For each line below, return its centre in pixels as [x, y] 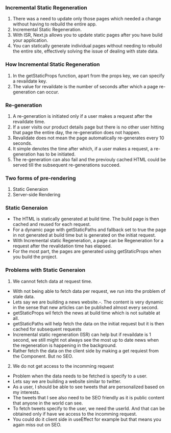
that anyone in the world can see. [48, 403]
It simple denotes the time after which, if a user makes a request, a [83, 148]
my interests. [26, 392]
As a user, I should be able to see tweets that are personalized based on [89, 387]
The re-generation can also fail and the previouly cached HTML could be [89, 159]
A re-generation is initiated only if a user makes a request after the [82, 116]
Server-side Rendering [36, 195]
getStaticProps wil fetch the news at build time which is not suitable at [86, 313]
